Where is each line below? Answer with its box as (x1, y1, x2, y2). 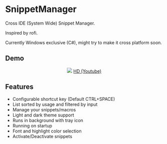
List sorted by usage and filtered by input (12, 101, 98, 107)
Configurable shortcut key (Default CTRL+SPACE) (12, 96, 115, 102)
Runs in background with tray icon (12, 117, 84, 123)
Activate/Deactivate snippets (12, 133, 73, 139)
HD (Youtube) (73, 68, 102, 74)
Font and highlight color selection (12, 128, 82, 134)
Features (5, 83, 34, 91)
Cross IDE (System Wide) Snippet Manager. (5, 20, 95, 26)
